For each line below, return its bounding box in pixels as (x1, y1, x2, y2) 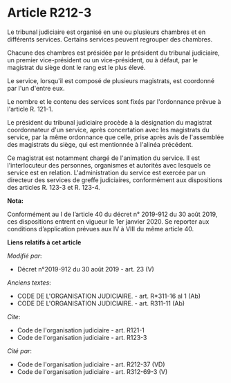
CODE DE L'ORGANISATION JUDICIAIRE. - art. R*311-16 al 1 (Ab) (17, 292, 201, 300)
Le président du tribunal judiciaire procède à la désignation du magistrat (7, 118, 212, 126)
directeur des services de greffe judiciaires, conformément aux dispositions (7, 175, 223, 184)
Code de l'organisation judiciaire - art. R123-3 (17, 333, 147, 341)
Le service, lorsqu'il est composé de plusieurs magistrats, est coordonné (7, 76, 215, 84)
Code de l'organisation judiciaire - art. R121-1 (17, 326, 145, 334)
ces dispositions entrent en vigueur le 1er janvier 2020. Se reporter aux (7, 217, 210, 226)
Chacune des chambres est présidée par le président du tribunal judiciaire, (7, 48, 220, 57)
